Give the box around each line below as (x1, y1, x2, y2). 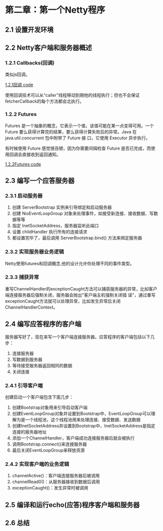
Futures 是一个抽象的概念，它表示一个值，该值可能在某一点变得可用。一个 (5, 123, 154, 129)
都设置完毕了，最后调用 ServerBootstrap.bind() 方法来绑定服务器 (12, 235, 143, 241)
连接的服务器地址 (12, 429, 47, 435)
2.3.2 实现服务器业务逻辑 (5, 248, 64, 255)
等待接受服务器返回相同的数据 (12, 362, 72, 368)
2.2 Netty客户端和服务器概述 (5, 44, 92, 52)
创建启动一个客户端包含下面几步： (5, 394, 74, 400)
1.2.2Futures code (5, 161, 41, 167)
